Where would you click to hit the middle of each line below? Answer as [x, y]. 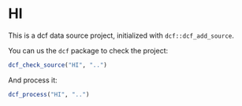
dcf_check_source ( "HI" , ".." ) [58, 65]
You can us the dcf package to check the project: [88, 50]
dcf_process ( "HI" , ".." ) [49, 94]
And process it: [33, 80]
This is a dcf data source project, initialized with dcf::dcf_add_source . [121, 35]
